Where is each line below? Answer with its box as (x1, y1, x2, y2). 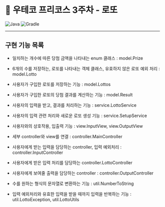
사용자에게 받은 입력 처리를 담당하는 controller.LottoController (12, 159, 133, 165)
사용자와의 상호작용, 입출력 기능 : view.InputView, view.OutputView (12, 123, 143, 129)
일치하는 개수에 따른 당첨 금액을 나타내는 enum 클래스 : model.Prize (12, 55, 143, 61)
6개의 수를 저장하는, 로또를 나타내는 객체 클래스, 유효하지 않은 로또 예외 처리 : (12, 65, 160, 71)
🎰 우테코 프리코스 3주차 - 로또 (5, 4, 118, 16)
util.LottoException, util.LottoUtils (12, 196, 80, 202)
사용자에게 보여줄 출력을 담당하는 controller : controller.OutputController (12, 170, 154, 176)
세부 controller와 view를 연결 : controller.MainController (12, 133, 123, 139)
